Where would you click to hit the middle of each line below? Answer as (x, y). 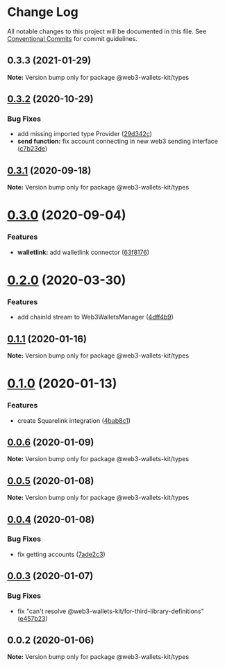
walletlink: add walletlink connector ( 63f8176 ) (83, 252)
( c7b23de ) (32, 149)
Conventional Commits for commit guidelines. (72, 38)
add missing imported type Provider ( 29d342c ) (85, 134)
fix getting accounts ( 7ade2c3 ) (61, 554)
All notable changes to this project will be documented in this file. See (107, 31)
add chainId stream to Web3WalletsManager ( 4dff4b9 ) (95, 317)
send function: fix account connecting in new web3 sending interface (118, 141)
